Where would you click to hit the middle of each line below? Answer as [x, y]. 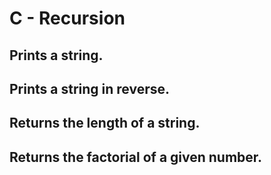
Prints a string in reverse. [90, 88]
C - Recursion [67, 18]
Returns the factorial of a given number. [136, 157]
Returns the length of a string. [105, 123]
